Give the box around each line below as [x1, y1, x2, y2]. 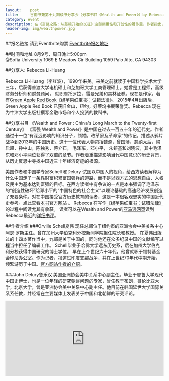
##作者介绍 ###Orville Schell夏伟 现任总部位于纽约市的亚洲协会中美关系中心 [5, 223, 163, 230]
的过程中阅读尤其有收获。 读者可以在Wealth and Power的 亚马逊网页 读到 [5, 206, 154, 212]
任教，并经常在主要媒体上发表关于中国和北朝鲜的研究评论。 [14, 290, 137, 297]
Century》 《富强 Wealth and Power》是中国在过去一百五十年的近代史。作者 [5, 126, 163, 132]
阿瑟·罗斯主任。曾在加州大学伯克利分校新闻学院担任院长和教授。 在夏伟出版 [5, 230, 162, 236]
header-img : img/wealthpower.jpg [5, 26, 75, 31]
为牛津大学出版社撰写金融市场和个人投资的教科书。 [5, 109, 111, 116]
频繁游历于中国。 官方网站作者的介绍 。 [5, 261, 84, 267]
